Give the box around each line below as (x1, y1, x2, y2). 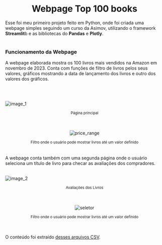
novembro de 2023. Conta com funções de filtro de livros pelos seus (5, 65, 148, 71)
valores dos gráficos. (5, 76, 49, 82)
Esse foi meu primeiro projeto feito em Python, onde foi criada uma (5, 20, 144, 26)
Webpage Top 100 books (32, 3, 137, 15)
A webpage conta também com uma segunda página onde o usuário (5, 155, 147, 161)
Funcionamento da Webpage (5, 48, 77, 55)
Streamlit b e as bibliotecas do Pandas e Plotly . (5, 30, 104, 36)
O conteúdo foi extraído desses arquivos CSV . (5, 234, 101, 240)
